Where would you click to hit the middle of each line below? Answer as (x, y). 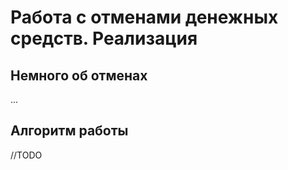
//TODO (26, 155)
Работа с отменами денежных (144, 17)
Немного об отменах (79, 75)
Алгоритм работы (69, 131)
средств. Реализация (104, 38)
